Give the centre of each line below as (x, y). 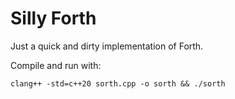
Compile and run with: (56, 65)
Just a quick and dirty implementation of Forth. (107, 46)
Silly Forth (53, 18)
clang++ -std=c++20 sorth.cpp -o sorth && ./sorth (118, 83)
